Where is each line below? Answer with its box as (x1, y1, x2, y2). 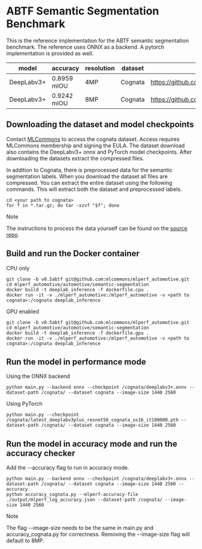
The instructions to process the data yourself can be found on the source (6, 225, 188, 232)
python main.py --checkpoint (6, 412, 79, 418)
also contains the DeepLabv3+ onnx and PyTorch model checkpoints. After (6, 148, 192, 155)
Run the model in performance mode (6, 356, 146, 367)
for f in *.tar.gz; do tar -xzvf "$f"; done (6, 202, 120, 208)
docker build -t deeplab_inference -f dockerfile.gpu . (6, 330, 149, 336)
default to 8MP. (6, 537, 44, 544)
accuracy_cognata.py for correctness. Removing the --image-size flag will (6, 531, 191, 538)
